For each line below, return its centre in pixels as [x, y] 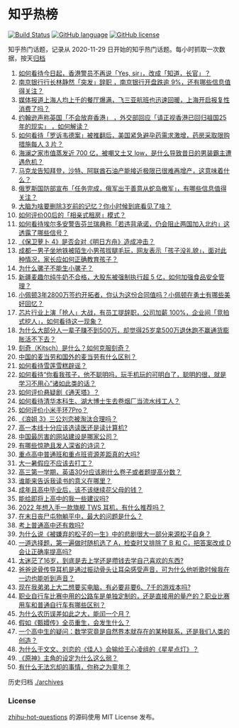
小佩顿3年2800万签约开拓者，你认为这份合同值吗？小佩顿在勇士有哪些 [121, 294]
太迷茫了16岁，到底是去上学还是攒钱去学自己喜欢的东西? [101, 560]
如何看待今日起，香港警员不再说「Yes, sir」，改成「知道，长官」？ [115, 73]
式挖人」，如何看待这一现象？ [60, 321]
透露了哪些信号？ [43, 233]
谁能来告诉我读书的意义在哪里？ [65, 481]
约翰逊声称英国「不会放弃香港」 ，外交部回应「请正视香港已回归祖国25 [122, 117]
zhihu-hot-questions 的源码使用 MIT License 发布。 [83, 717]
